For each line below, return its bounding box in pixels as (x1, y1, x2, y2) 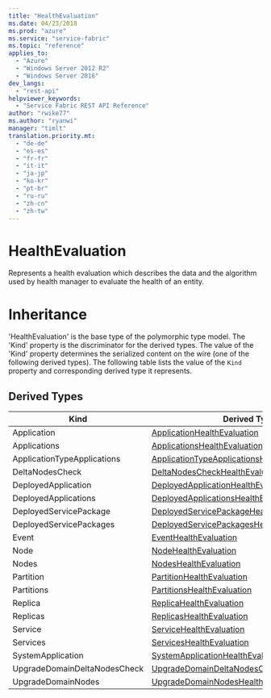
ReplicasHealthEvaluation (152, 611, 248, 622)
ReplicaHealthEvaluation (152, 598, 244, 609)
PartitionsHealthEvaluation (152, 584, 252, 596)
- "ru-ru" (15, 191, 48, 200)
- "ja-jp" (15, 169, 48, 178)
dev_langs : (8, 79, 45, 87)
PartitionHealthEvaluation (152, 571, 248, 583)
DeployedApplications (12, 493, 96, 504)
